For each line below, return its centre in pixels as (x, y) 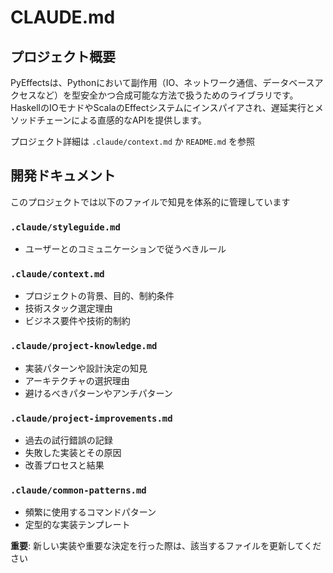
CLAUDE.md (63, 17)
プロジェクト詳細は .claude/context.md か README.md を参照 (133, 141)
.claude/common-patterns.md (78, 490)
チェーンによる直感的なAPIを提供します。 (121, 120)
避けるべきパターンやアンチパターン (98, 393)
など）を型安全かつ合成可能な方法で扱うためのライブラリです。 (167, 95)
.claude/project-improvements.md (91, 418)
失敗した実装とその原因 (73, 452)
